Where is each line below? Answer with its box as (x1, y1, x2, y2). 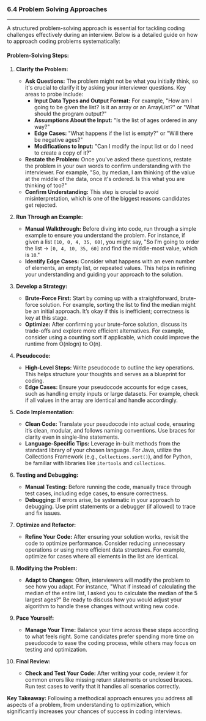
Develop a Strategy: (15, 282, 68, 290)
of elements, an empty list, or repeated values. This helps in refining (24, 264, 196, 271)
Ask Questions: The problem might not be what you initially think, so (24, 77, 199, 85)
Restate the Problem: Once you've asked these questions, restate (24, 155, 192, 163)
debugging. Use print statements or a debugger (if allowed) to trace (24, 503, 196, 510)
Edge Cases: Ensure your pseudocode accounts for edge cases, (24, 383, 188, 391)
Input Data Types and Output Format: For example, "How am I (34, 97, 192, 104)
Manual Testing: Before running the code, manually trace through (24, 483, 191, 490)
